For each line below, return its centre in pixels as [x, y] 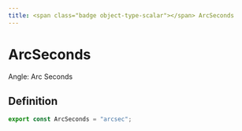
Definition [33, 101]
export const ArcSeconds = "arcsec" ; [70, 119]
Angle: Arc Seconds [41, 77]
